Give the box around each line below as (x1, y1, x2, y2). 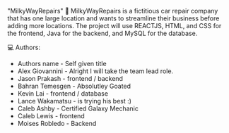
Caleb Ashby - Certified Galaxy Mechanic (17, 104, 139, 113)
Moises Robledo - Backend (17, 120, 97, 127)
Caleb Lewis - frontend (17, 112, 85, 120)
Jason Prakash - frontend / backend (17, 75, 124, 82)
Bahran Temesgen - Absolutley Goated (17, 82, 131, 90)
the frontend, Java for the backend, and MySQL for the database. (7, 29, 198, 37)
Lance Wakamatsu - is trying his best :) (17, 97, 132, 105)
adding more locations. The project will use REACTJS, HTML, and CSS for (7, 22, 222, 30)
